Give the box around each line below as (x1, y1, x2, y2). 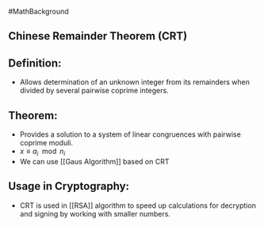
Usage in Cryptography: (8, 179, 129, 193)
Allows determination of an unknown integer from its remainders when (19, 77, 250, 87)
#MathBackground (8, 7, 69, 16)
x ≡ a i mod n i (19, 146, 66, 157)
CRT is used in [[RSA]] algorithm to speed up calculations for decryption (19, 201, 256, 210)
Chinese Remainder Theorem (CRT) (8, 29, 188, 43)
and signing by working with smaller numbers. (19, 209, 170, 218)
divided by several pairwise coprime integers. (19, 86, 169, 96)
